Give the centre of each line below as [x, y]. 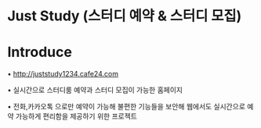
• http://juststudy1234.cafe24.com [63, 74]
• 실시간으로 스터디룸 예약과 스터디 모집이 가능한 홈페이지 [95, 90]
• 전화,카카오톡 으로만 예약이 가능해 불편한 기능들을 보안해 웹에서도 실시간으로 [127, 107]
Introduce [40, 52]
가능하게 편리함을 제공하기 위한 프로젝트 [76, 116]
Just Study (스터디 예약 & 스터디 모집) [125, 16]
